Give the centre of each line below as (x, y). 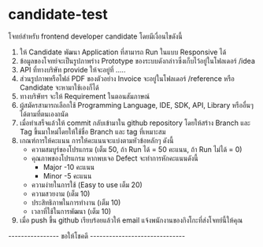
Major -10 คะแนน (69, 167)
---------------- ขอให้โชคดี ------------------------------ (97, 236)
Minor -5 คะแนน (67, 175)
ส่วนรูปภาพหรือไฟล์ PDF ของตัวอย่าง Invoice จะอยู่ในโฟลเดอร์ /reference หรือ (127, 78)
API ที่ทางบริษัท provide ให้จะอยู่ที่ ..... (72, 69)
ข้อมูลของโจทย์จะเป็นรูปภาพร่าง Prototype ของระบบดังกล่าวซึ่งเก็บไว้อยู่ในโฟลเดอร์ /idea (137, 61)
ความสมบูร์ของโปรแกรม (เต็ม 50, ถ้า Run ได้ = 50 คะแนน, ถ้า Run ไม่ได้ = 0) (137, 149)
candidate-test (58, 15)
